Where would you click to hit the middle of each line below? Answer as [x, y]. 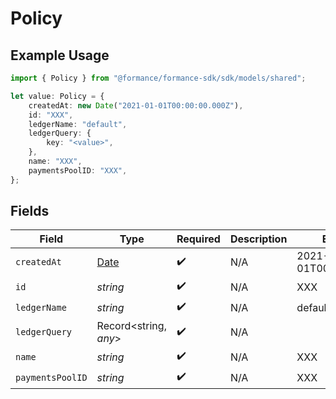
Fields [30, 211]
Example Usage [60, 55]
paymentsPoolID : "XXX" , [78, 170]
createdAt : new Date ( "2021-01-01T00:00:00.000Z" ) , [136, 105]
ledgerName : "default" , [78, 124]
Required [198, 239]
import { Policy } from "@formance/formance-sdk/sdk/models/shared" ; [158, 78]
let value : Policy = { [57, 96]
